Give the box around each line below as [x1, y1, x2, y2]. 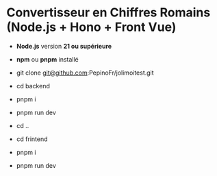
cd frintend [16, 135, 49, 143]
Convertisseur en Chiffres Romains [6, 5, 211, 21]
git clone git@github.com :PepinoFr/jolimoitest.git [16, 68, 155, 77]
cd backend [16, 81, 51, 90]
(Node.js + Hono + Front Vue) [6, 19, 177, 35]
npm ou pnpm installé [16, 55, 79, 63]
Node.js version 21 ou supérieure [16, 42, 112, 50]
